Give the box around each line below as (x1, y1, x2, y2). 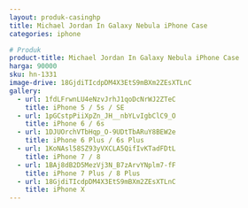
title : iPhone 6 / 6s (25, 119, 105, 128)
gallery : (9, 86, 42, 96)
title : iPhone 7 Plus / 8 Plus (25, 169, 141, 178)
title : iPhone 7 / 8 (25, 152, 101, 161)
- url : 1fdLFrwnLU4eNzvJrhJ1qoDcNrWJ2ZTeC (17, 95, 176, 104)
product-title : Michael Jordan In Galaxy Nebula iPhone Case (9, 54, 240, 63)
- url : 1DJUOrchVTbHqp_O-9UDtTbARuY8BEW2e (17, 127, 176, 137)
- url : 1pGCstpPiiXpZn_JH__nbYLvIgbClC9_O (17, 112, 176, 120)
